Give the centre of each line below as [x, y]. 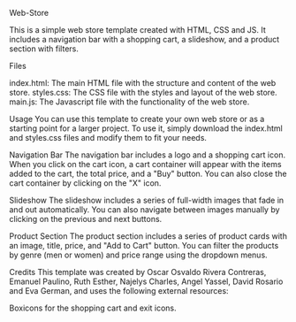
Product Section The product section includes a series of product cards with [148, 236]
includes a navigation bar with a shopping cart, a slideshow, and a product [144, 39]
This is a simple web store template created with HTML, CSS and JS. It [138, 30]
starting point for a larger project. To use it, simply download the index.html [146, 128]
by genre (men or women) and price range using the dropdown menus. [138, 255]
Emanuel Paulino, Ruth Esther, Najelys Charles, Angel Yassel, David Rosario [146, 281]
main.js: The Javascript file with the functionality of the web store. [129, 102]
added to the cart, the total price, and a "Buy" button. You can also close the [148, 173]
